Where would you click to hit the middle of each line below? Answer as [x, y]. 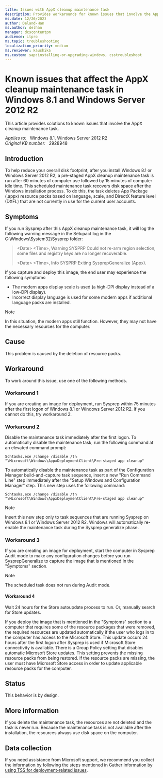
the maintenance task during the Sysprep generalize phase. [79, 528]
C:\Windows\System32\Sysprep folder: [44, 239]
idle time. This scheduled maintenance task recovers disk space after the [78, 186]
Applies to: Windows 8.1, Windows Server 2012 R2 [56, 138]
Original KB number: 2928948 [36, 143]
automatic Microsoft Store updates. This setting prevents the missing [74, 653]
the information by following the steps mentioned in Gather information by [79, 765]
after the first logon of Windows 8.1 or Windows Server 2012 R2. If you [75, 409]
